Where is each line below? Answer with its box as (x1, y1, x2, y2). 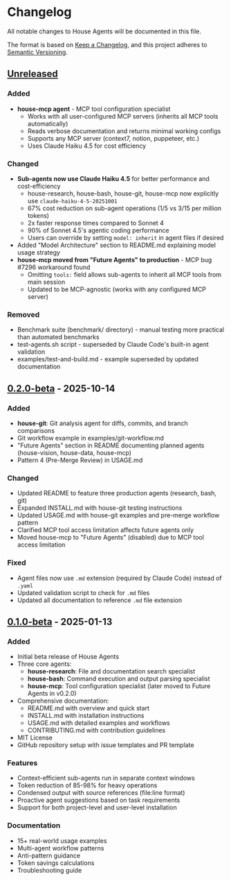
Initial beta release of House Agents (17, 653, 120, 661)
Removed (7, 309, 40, 319)
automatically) (27, 119, 68, 128)
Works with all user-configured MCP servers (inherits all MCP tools (27, 112, 219, 120)
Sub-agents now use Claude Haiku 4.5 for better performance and (17, 174, 210, 182)
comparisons (17, 426, 55, 434)
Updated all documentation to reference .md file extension (17, 596, 182, 604)
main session (27, 277, 66, 286)
